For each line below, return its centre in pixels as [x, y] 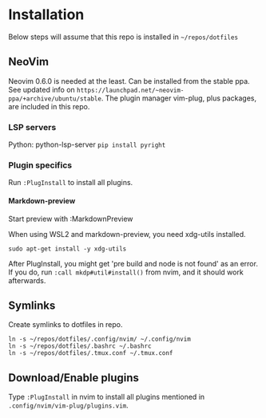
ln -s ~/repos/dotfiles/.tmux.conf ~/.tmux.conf [91, 353]
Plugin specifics [40, 165]
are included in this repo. [49, 106]
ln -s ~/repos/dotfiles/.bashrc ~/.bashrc [80, 346]
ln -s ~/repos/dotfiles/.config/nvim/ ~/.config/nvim [100, 339]
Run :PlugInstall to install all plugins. [71, 183]
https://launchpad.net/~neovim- [131, 90]
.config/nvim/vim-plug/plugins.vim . [69, 405]
